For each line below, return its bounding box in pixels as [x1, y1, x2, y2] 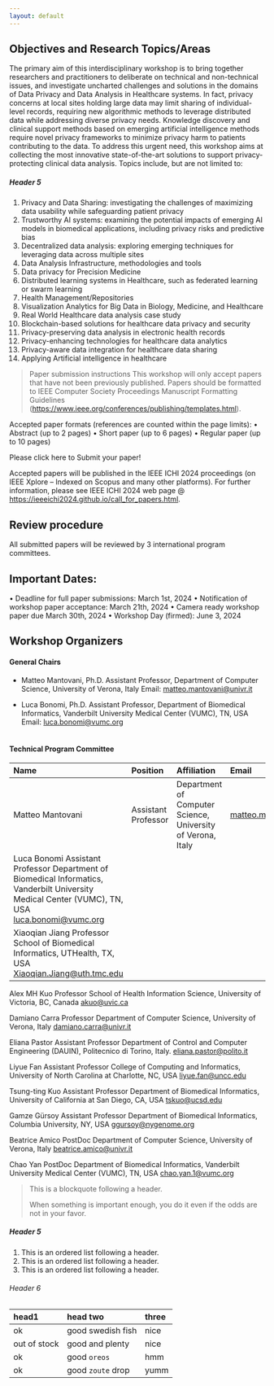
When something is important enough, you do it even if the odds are [28, 1200, 258, 1209]
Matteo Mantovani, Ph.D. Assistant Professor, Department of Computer [20, 675, 259, 684]
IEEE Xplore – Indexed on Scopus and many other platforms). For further [9, 477, 251, 487]
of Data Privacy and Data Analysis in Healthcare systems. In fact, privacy [9, 90, 254, 99]
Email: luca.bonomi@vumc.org [20, 717, 124, 727]
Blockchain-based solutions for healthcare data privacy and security [20, 319, 251, 329]
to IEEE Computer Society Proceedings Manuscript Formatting [28, 387, 238, 396]
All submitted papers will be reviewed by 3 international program [9, 540, 226, 549]
